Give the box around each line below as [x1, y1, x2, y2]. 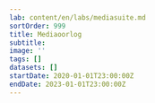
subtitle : [9, 38, 47, 47]
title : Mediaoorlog [9, 30, 82, 39]
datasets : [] [9, 64, 58, 73]
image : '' [9, 47, 47, 56]
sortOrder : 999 [9, 21, 66, 30]
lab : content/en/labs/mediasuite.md [9, 13, 146, 22]
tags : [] [9, 55, 42, 64]
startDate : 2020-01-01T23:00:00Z [9, 72, 134, 81]
